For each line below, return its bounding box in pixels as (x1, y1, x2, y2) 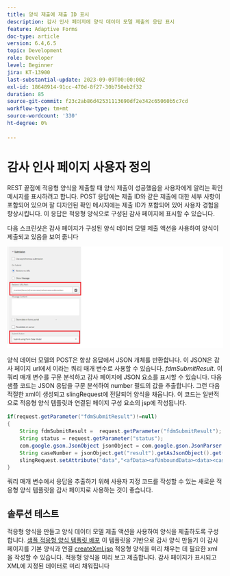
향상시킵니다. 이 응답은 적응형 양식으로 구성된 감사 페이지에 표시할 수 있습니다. (7, 209, 216, 218)
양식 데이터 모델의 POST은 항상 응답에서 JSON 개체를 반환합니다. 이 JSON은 (7, 356, 213, 364)
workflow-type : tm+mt (7, 105, 69, 113)
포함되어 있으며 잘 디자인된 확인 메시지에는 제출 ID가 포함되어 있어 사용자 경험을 (7, 200, 220, 209)
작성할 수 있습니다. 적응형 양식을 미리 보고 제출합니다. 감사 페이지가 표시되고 (14, 553, 217, 562)
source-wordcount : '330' (7, 113, 78, 119)
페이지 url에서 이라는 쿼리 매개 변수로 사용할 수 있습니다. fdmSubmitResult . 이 (14, 365, 223, 373)
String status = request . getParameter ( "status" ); (19, 435, 164, 442)
